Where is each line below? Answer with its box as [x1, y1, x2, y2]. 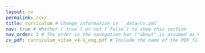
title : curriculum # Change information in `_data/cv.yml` [6, 20, 160, 26]
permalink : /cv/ [6, 15, 47, 21]
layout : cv [6, 9, 34, 15]
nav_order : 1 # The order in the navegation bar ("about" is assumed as [6, 32, 195, 38]
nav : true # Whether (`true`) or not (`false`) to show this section [6, 26, 187, 32]
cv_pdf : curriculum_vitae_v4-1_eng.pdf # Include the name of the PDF [6, 37, 190, 43]
